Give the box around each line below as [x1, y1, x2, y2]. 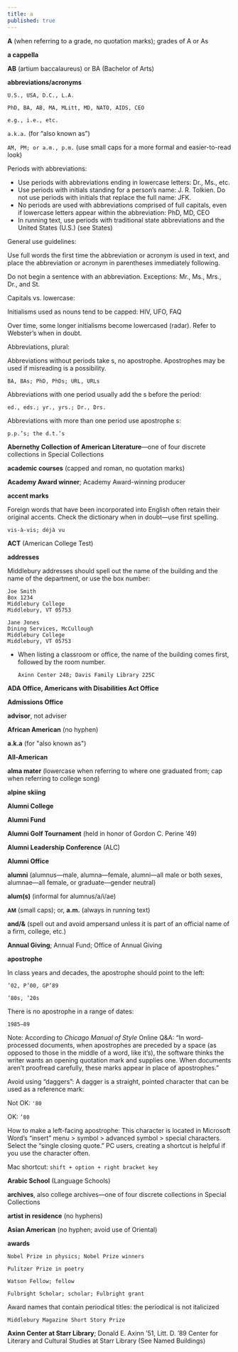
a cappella [7, 50, 39, 59]
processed [7, 1040, 39, 1049]
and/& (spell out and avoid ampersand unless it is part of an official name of [7, 919, 229, 928]
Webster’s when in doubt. [7, 329, 82, 337]
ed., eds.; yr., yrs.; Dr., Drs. [7, 403, 107, 411]
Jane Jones [7, 619, 40, 626]
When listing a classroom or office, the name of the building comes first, [17, 650, 229, 659]
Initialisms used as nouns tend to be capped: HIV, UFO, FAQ [7, 307, 182, 316]
